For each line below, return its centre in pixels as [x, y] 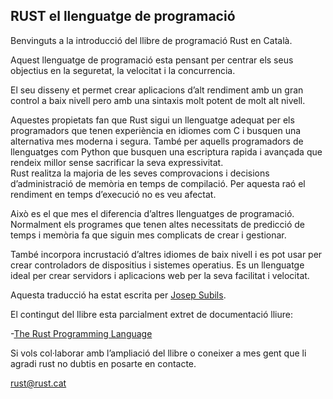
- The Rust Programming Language [81, 333]
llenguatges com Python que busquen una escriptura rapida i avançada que [166, 151]
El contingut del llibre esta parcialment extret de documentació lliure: [152, 314]
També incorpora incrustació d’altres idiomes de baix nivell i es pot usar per [166, 254]
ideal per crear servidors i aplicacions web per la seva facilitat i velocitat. [160, 275]
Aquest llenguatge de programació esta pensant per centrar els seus [152, 60]
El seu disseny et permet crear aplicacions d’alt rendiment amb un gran [157, 90]
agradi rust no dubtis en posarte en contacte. [103, 363]
